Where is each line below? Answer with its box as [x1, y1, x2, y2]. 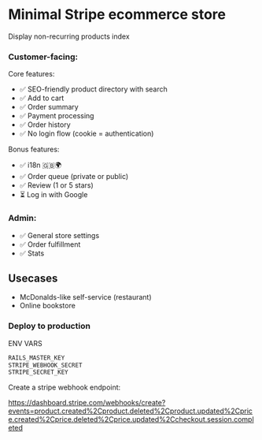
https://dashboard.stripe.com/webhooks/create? [8, 398, 166, 408]
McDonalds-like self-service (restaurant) [19, 293, 152, 302]
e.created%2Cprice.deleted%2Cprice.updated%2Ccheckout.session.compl [8, 415, 254, 424]
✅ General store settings [19, 230, 100, 240]
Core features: [8, 69, 55, 79]
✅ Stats [19, 248, 45, 258]
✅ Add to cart [19, 93, 65, 103]
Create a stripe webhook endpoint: [8, 382, 121, 392]
